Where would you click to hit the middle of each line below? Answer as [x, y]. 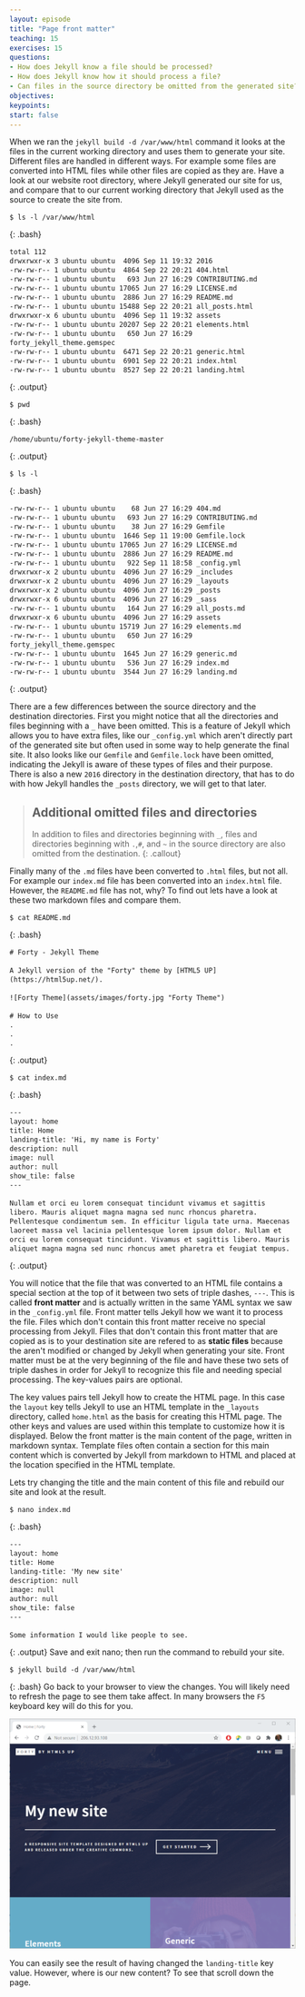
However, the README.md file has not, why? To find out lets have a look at [144, 891]
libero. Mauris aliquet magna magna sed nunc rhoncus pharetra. [133, 1212]
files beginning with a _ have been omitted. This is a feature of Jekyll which [150, 726]
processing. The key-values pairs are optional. [96, 1379]
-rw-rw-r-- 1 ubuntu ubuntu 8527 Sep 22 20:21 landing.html [128, 371]
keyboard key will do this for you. [71, 1706]
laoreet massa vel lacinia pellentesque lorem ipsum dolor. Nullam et [146, 1231]
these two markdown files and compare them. [95, 900]
